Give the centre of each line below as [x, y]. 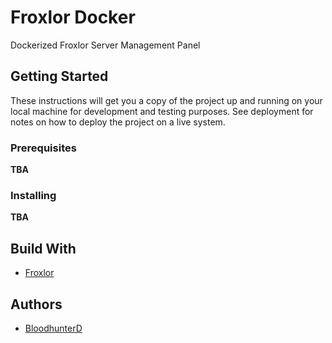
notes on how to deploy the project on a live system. [118, 122]
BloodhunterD [53, 328]
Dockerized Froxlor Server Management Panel [105, 45]
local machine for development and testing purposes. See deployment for [162, 111]
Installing [33, 195]
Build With [43, 248]
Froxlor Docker [73, 17]
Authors [36, 304]
